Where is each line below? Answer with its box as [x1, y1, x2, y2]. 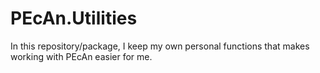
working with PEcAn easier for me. [10, 50, 153, 62]
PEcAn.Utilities [10, 7, 138, 30]
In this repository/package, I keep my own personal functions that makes [10, 40, 310, 52]
